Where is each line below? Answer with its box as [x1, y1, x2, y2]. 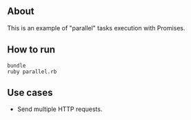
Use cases [7, 87, 53, 99]
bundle [7, 62, 26, 69]
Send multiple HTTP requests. [17, 105, 103, 113]
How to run [7, 44, 56, 56]
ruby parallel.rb [7, 68, 57, 75]
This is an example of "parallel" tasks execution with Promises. [7, 23, 185, 32]
